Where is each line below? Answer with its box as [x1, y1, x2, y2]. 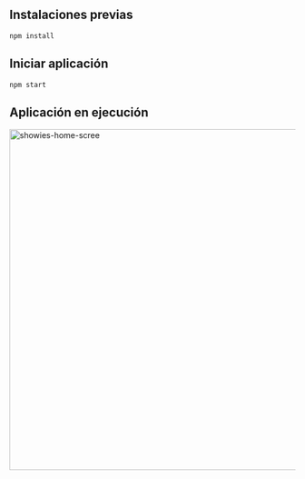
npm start [9, 80, 47, 89]
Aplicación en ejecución [9, 105, 149, 121]
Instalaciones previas [9, 7, 133, 23]
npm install [9, 31, 54, 40]
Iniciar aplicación [9, 56, 109, 72]
